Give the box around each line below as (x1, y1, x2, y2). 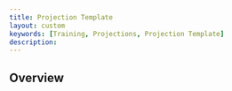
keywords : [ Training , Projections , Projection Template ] (9, 29, 225, 38)
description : (9, 37, 58, 47)
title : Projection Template (9, 12, 114, 22)
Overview (9, 70, 65, 85)
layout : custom (9, 21, 66, 30)
